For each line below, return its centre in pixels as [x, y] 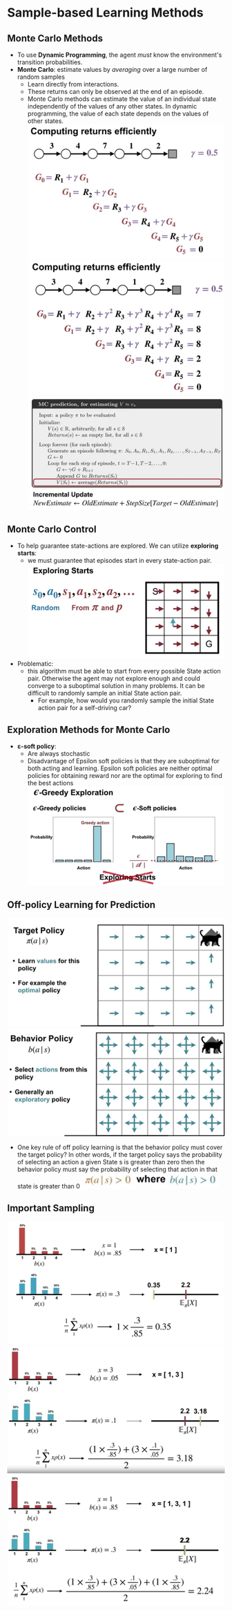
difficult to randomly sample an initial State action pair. [105, 693]
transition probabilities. [50, 62]
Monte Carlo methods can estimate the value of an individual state [122, 99]
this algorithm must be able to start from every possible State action [124, 671]
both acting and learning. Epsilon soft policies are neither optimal [120, 768]
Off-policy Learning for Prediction [81, 905]
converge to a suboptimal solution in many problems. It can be [116, 686]
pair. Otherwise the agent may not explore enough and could [114, 678]
